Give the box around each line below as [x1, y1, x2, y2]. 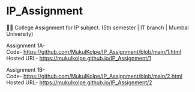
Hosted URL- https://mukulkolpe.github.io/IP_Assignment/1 [6, 54, 152, 62]
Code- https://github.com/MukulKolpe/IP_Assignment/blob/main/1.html [6, 48, 182, 55]
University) [6, 30, 34, 37]
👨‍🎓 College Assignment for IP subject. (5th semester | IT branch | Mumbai [6, 24, 189, 31]
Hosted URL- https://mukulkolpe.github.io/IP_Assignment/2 [6, 79, 152, 86]
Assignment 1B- [6, 66, 46, 73]
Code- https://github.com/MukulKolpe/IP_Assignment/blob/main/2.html [6, 72, 183, 79]
